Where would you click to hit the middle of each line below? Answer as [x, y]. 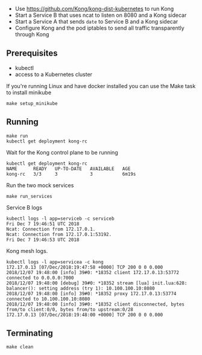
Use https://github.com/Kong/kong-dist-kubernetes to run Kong [94, 9]
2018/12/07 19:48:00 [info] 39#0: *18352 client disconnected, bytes [96, 304]
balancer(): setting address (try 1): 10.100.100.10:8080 [80, 288]
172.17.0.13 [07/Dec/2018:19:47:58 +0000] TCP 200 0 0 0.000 [85, 267]
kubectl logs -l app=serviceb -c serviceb [60, 219]
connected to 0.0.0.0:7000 [40, 278]
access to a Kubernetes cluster [53, 74]
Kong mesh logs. [27, 251]
